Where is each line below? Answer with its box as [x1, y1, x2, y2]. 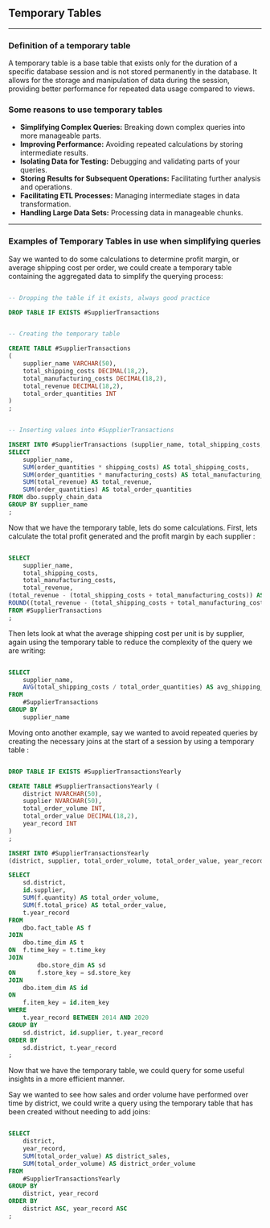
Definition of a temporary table [8, 40, 131, 51]
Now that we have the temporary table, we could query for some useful [8, 1066, 245, 1076]
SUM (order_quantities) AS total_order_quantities [22, 485, 193, 494]
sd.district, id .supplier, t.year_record [22, 1028, 163, 1037]
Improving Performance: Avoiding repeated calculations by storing [19, 139, 243, 149]
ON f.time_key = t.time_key [8, 947, 106, 955]
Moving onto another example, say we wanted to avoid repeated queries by [8, 727, 259, 737]
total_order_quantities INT [22, 389, 117, 398]
